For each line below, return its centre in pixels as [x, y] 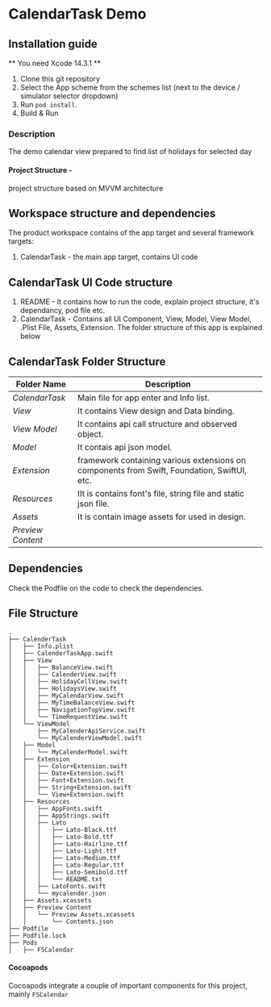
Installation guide [53, 44]
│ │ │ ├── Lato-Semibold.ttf [68, 872]
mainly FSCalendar [38, 994]
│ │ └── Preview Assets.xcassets [72, 914]
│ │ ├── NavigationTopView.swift [72, 710]
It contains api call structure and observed [158, 424]
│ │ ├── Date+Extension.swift [67, 773]
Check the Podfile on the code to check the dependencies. [106, 588]
